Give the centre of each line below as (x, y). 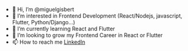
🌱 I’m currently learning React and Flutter (64, 29)
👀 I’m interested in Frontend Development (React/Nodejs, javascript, (97, 16)
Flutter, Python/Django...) (44, 22)
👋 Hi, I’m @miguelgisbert (43, 9)
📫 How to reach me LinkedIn (49, 42)
